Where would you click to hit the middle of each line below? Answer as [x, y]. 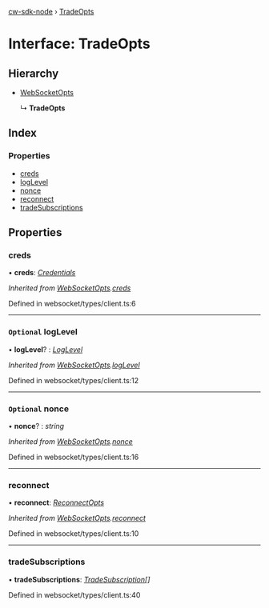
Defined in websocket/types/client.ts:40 [74, 594]
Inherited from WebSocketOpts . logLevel [74, 365]
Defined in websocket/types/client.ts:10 [74, 534]
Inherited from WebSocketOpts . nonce [71, 441]
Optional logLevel [43, 332]
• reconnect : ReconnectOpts [56, 502]
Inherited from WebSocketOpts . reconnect [77, 518]
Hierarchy [34, 73]
